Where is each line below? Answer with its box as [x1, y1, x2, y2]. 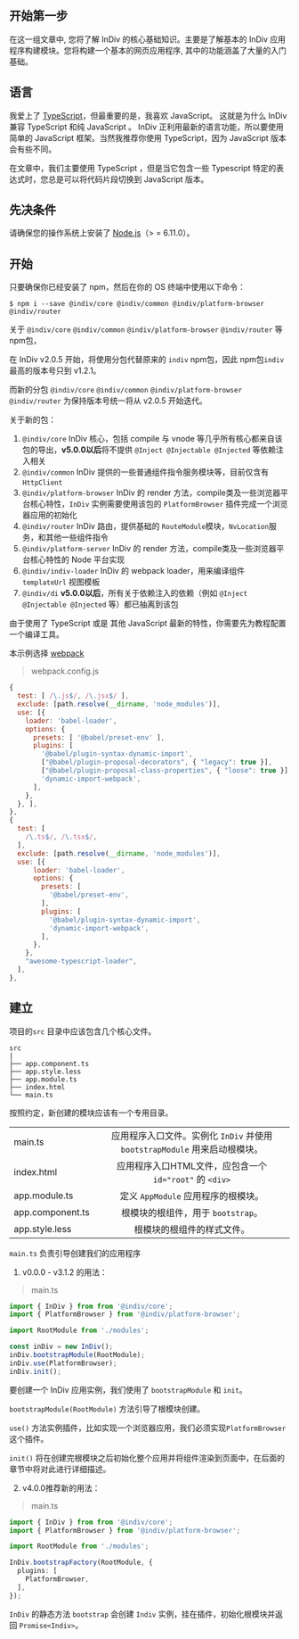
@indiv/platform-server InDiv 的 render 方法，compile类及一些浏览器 [21, 543, 278, 554]
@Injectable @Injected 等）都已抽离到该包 [21, 599, 180, 609]
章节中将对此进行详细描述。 [9, 1463, 111, 1474]
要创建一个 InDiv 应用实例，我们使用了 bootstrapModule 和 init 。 [9, 1384, 247, 1395]
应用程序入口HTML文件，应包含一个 [117, 1159, 268, 1171]
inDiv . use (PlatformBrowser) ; [9, 1359, 117, 1368]
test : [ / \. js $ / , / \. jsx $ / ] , [17, 691, 129, 700]
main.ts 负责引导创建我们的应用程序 [9, 1247, 141, 1258]
